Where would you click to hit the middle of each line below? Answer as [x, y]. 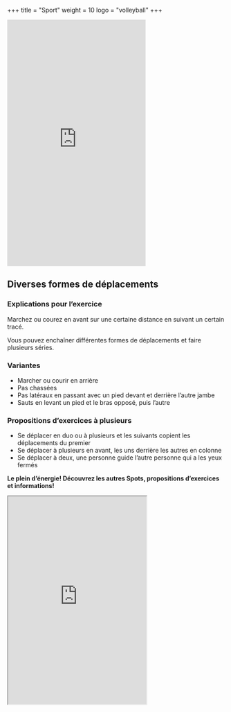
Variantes [24, 365]
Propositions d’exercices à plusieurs [70, 420]
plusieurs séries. [30, 347]
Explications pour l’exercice [55, 304]
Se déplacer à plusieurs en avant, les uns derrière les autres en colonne [119, 451]
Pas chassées [37, 388]
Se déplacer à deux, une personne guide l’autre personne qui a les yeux [120, 458]
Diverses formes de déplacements [83, 285]
